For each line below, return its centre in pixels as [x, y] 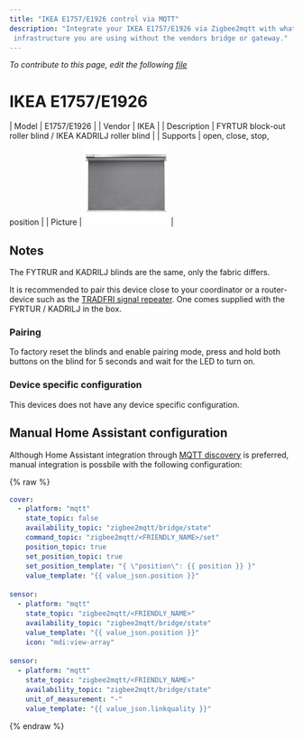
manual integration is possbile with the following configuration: [126, 464]
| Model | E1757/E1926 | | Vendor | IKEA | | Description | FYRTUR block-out [147, 126]
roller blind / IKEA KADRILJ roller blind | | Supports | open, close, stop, [139, 136]
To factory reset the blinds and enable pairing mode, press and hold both [145, 352]
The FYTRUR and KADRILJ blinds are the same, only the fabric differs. [140, 273]
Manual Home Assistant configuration [119, 433]
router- [274, 290]
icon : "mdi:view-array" [70, 642]
